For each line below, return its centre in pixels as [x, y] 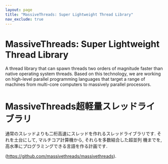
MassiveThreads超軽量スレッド [71, 106]
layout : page [19, 10]
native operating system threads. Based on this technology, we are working [83, 74]
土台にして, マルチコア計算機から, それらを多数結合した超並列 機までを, [88, 140]
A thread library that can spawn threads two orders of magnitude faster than [84, 69]
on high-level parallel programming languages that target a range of [75, 79]
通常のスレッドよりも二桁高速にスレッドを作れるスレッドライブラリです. [80, 134]
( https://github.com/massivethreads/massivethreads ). [61, 156]
